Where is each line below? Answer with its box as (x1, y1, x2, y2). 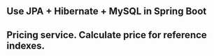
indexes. (6, 39, 45, 51)
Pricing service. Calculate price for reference (6, 29, 207, 41)
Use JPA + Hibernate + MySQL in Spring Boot (6, 6, 207, 17)
